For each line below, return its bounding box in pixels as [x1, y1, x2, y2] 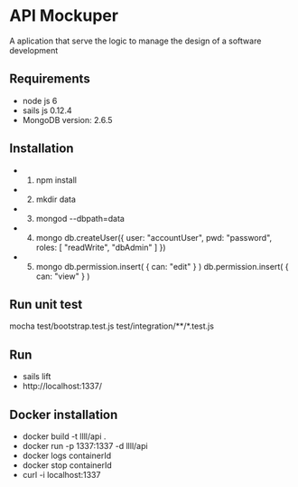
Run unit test [9, 296, 83, 312]
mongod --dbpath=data [35, 213, 125, 224]
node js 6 [22, 95, 58, 106]
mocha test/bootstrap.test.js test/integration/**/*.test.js [9, 320, 215, 331]
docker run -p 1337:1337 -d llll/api [22, 441, 148, 451]
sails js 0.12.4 [22, 105, 72, 116]
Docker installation [9, 406, 118, 422]
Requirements [9, 72, 90, 87]
